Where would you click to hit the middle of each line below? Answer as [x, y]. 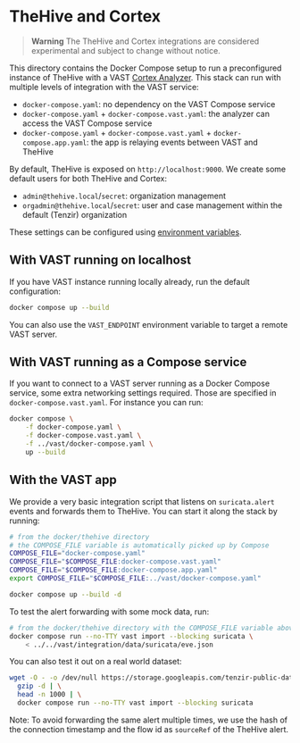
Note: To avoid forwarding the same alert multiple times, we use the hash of [149, 720]
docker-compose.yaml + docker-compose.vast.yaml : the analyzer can [146, 113]
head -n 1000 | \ [50, 695]
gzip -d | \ [40, 686]
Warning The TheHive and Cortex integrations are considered [145, 41]
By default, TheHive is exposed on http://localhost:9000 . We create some [148, 169]
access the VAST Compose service [87, 123]
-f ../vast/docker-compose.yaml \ [89, 444]
